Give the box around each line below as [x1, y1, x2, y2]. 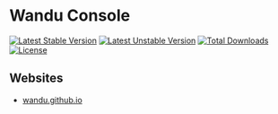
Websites [9, 71, 64, 86]
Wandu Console [9, 5, 131, 26]
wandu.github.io [22, 94, 83, 105]
